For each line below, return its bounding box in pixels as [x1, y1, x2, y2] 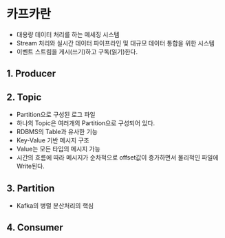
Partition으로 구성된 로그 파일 [16, 111, 96, 119]
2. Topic [6, 91, 42, 103]
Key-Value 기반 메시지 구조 [16, 136, 90, 144]
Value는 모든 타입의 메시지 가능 [16, 145, 100, 153]
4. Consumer [6, 221, 63, 234]
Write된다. [16, 162, 45, 171]
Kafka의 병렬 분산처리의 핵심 [16, 201, 94, 210]
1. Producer [6, 68, 56, 80]
